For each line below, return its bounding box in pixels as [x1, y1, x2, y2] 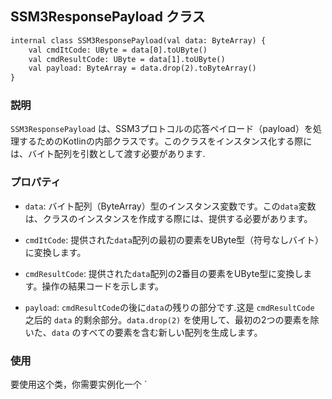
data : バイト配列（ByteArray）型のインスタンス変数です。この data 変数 [24, 200, 317, 212]
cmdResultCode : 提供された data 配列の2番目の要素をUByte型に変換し [24, 267, 304, 279]
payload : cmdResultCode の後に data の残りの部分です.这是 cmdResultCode [24, 301, 315, 313]
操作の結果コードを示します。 [41, 280, 164, 292]
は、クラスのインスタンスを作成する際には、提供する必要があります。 [24, 212, 313, 224]
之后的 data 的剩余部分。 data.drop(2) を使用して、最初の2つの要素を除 [24, 313, 320, 326]
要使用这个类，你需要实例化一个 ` [10, 378, 148, 391]
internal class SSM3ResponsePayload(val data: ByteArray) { [10, 35, 267, 46]
